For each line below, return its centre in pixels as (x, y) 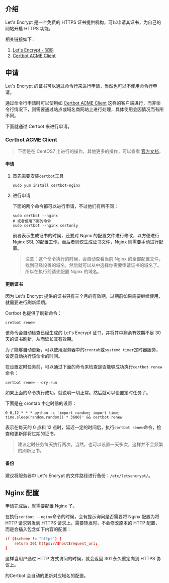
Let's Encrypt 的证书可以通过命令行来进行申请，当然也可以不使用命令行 (79, 86)
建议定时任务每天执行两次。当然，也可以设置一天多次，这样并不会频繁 (90, 444)
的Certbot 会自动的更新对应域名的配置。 (47, 575)
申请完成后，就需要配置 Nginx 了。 (41, 506)
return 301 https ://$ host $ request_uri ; (56, 544)
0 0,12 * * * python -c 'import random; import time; (63, 413)
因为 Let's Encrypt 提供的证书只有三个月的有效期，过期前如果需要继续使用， (84, 296)
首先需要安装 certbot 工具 (38, 176)
